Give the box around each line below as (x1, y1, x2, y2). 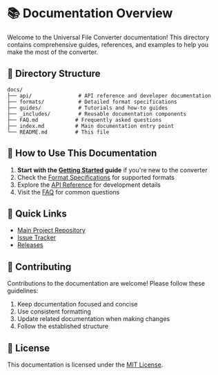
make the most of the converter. (7, 48, 99, 56)
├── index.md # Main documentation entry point (7, 122, 175, 129)
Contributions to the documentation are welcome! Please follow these (7, 280, 206, 288)
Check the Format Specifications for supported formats (17, 173, 175, 181)
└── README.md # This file (7, 129, 110, 136)
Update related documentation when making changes (17, 315, 170, 323)
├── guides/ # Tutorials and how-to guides (7, 104, 168, 111)
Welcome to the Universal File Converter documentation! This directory (7, 33, 210, 42)
